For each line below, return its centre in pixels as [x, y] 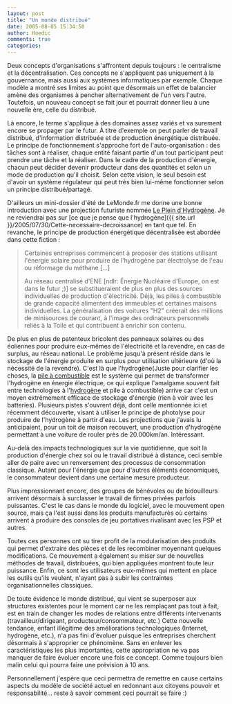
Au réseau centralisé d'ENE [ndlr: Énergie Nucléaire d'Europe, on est [122, 281]
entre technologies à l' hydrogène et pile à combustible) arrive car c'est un [112, 390]
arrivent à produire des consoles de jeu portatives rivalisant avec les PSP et [115, 520]
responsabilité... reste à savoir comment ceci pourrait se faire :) [97, 693]
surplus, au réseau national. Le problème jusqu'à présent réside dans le [109, 353]
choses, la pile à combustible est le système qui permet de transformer [108, 376]
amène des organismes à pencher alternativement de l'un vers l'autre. [107, 95]
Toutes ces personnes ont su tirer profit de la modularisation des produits [112, 541]
